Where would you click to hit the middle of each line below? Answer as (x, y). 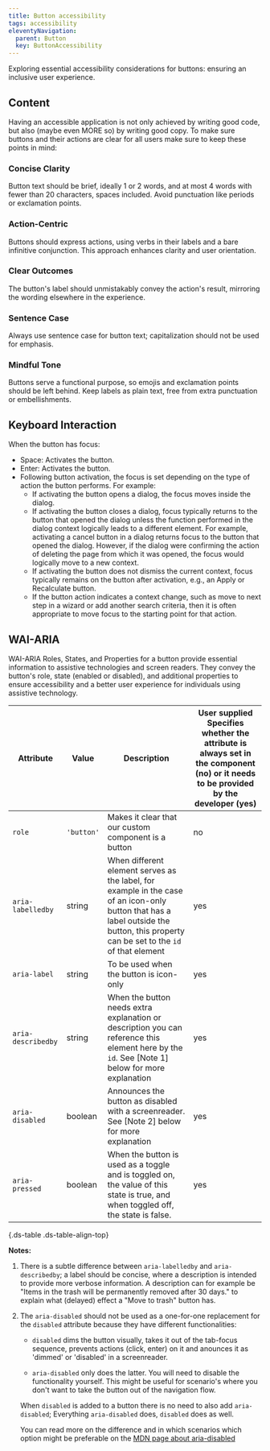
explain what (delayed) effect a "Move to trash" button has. (118, 1300)
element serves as (142, 871)
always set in (225, 753)
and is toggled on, (141, 1175)
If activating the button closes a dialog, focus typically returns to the (145, 512)
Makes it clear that (142, 817)
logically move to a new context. (85, 563)
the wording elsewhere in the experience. (77, 297)
